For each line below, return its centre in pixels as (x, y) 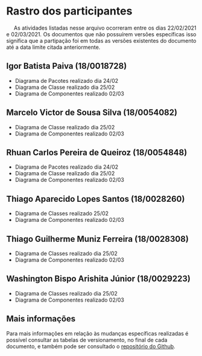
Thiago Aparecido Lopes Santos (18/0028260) (96, 199)
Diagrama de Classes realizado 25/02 (62, 213)
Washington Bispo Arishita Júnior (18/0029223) (99, 279)
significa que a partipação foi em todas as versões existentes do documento (101, 40)
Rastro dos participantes (69, 11)
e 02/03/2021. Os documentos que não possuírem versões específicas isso (101, 34)
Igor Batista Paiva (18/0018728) (67, 66)
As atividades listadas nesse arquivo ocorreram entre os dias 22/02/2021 (105, 28)
